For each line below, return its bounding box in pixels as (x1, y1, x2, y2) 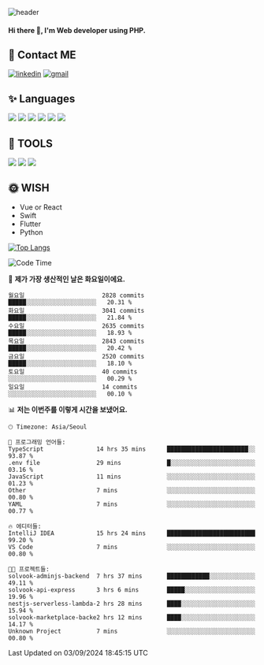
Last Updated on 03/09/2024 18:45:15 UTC (8, 648, 148, 657)
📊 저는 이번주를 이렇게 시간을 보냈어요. (8, 404, 128, 414)
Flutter (19, 219, 42, 228)
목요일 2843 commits (8, 337, 145, 345)
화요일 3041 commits (8, 306, 145, 314)
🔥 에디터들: (8, 522, 42, 530)
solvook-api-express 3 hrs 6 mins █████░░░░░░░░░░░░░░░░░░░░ (8, 585, 256, 594)
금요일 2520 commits (8, 352, 145, 360)
